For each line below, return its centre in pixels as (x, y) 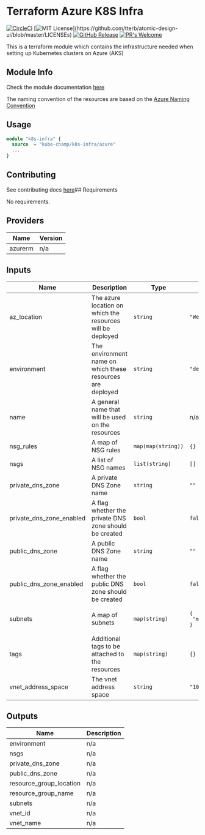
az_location (26, 316)
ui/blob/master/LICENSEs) (39, 34)
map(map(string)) (159, 446)
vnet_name (25, 823)
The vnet (104, 679)
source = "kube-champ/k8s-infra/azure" (64, 144)
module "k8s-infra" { (34, 139)
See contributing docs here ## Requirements (62, 189)
